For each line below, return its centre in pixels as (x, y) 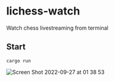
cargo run (19, 61)
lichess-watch (43, 11)
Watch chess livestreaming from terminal (58, 28)
